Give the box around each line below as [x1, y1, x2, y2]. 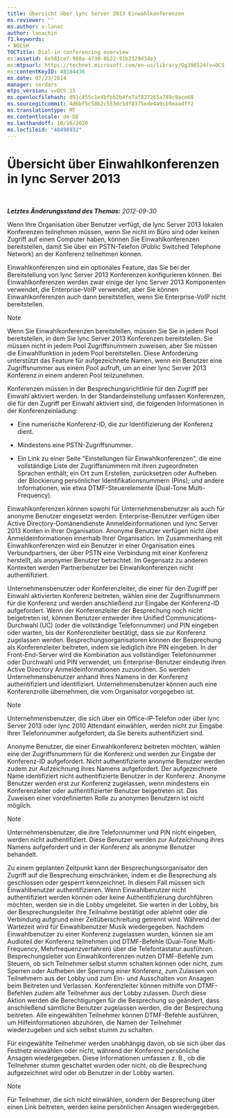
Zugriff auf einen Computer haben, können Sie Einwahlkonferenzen [7, 235, 200, 243]
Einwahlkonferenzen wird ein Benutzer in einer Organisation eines [7, 541, 196, 550]
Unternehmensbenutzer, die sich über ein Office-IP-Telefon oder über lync [7, 715, 220, 723]
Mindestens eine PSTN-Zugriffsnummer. [17, 441, 133, 449]
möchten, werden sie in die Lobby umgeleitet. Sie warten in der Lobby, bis [7, 900, 219, 909]
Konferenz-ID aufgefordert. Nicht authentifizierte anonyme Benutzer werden [7, 757, 225, 766]
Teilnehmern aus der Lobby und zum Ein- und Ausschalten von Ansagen [7, 975, 214, 983]
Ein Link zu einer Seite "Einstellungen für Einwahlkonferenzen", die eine [17, 455, 222, 463]
